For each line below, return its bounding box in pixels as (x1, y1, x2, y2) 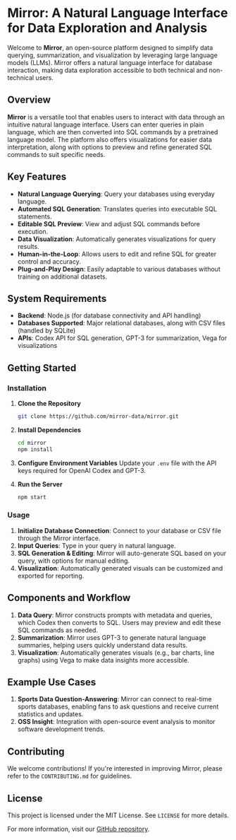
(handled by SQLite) (17, 327, 76, 335)
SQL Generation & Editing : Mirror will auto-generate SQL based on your (17, 549, 227, 557)
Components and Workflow (7, 592, 131, 604)
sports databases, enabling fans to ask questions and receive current (17, 702, 219, 711)
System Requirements (7, 292, 107, 305)
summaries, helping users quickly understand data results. (17, 641, 188, 649)
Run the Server (17, 479, 63, 489)
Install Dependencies (17, 426, 81, 434)
